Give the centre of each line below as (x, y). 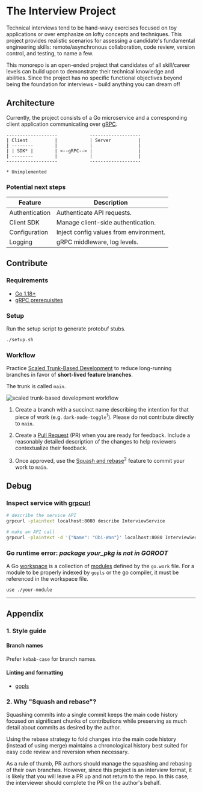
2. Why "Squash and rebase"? (51, 701)
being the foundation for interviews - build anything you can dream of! (93, 84)
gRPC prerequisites (39, 300)
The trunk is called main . (36, 386)
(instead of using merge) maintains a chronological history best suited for (97, 746)
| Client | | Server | (74, 140)
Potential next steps (36, 187)
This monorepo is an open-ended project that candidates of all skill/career (98, 65)
